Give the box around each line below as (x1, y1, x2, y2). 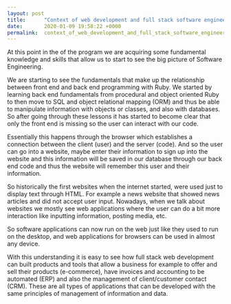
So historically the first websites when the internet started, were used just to (7, 183, 223, 191)
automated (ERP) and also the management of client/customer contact (7, 275, 207, 283)
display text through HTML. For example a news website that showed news (7, 190, 220, 198)
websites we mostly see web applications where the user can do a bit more (7, 204, 221, 213)
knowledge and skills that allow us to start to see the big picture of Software (7, 56, 223, 64)
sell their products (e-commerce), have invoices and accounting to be (7, 268, 205, 276)
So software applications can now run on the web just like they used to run (7, 225, 219, 233)
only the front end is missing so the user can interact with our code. (7, 119, 199, 128)
